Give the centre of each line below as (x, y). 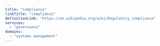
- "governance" (25, 27)
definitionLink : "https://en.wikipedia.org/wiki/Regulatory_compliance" (80, 18)
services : (15, 23)
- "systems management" (33, 36)
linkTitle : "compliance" (30, 14)
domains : (14, 32)
